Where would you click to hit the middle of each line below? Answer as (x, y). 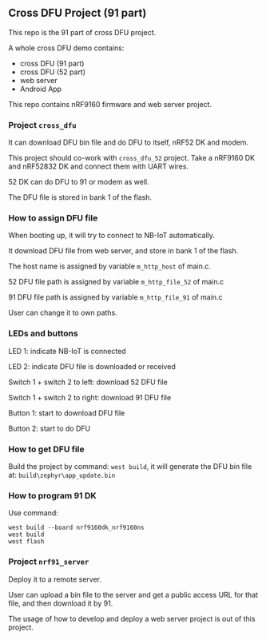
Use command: (33, 513)
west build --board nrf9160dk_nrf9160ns (77, 528)
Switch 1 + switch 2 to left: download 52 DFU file (88, 382)
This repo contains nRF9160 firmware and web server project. (110, 104)
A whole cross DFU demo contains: (66, 48)
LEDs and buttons (43, 333)
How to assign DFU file (53, 218)
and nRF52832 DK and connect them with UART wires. (99, 166)
